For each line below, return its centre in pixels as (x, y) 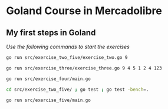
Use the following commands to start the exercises (68, 47)
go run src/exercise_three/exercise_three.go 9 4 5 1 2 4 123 (84, 68)
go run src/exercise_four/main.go (49, 79)
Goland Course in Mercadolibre (84, 11)
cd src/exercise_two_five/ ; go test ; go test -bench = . (78, 90)
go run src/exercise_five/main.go (49, 100)
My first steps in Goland (51, 33)
